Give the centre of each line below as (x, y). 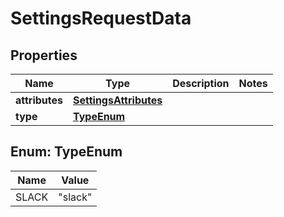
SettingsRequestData (101, 18)
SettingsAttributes (118, 100)
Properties (44, 55)
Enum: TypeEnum (66, 152)
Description (201, 83)
